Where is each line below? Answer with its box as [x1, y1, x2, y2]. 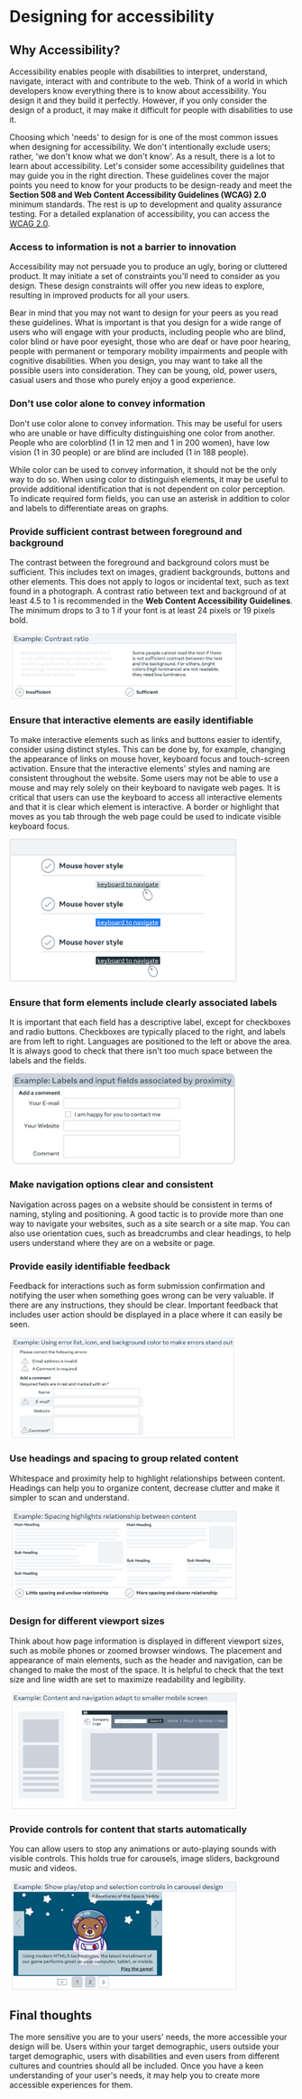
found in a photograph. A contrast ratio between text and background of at [9, 586, 287, 596]
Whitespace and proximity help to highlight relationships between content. [9, 1473, 286, 1484]
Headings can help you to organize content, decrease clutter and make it [9, 1482, 280, 1493]
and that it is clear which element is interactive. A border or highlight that [9, 801, 279, 812]
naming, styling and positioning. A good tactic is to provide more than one [9, 1208, 284, 1219]
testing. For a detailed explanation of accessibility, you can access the [9, 209, 270, 219]
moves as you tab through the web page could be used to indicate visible [9, 811, 282, 822]
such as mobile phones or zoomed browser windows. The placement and [9, 1645, 282, 1655]
